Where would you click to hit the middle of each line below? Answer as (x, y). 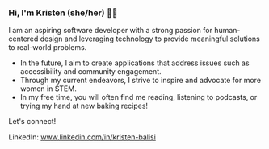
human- (227, 31)
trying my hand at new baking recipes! (84, 106)
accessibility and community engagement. (90, 72)
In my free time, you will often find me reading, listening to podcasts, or (139, 97)
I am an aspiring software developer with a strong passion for (110, 31)
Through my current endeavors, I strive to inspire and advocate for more (140, 81)
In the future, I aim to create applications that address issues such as (134, 63)
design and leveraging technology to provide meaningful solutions (150, 39)
